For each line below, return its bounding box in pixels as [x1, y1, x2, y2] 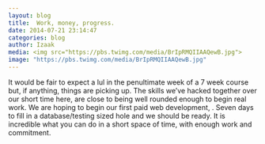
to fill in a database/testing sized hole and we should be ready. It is [8, 111, 225, 120]
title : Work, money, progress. [8, 19, 115, 27]
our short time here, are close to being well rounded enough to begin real [8, 94, 247, 104]
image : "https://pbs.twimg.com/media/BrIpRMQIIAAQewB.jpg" [8, 56, 207, 64]
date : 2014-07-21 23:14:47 [8, 26, 97, 34]
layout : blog [8, 11, 51, 20]
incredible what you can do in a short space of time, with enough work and [8, 119, 252, 129]
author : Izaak [8, 41, 55, 49]
